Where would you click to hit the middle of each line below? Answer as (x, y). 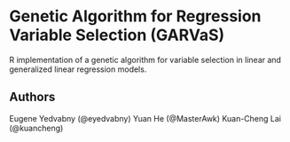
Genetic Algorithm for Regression (135, 16)
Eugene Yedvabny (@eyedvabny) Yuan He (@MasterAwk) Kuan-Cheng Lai (145, 118)
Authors (32, 97)
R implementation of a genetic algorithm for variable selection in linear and (145, 59)
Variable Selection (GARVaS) (117, 35)
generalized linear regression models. (78, 69)
